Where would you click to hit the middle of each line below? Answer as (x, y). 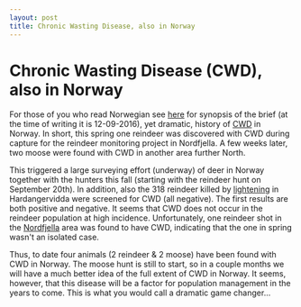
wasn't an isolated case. (54, 237)
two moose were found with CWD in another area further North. (128, 153)
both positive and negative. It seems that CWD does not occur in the (136, 209)
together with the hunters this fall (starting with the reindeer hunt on (135, 180)
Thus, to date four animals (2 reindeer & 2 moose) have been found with (143, 255)
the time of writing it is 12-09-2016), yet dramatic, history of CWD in (135, 124)
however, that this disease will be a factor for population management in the (150, 284)
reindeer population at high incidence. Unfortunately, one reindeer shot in (146, 218)
